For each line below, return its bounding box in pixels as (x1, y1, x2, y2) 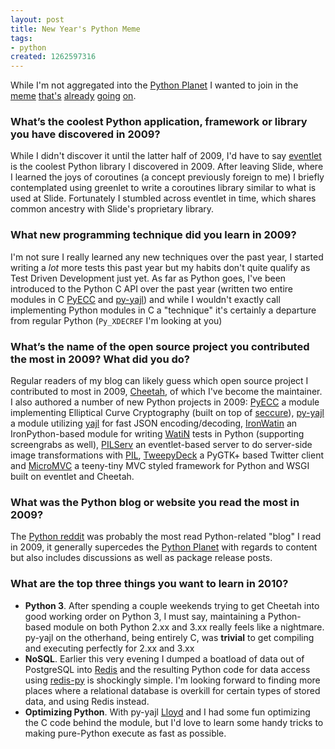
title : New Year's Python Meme (10, 24, 141, 34)
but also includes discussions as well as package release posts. (10, 552, 273, 564)
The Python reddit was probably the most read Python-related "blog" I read (10, 531, 322, 543)
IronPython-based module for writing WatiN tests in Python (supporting (10, 428, 305, 440)
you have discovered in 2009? (10, 127, 161, 141)
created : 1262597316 (10, 52, 97, 62)
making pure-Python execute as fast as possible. (24, 727, 227, 739)
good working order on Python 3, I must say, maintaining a (24, 610, 266, 622)
